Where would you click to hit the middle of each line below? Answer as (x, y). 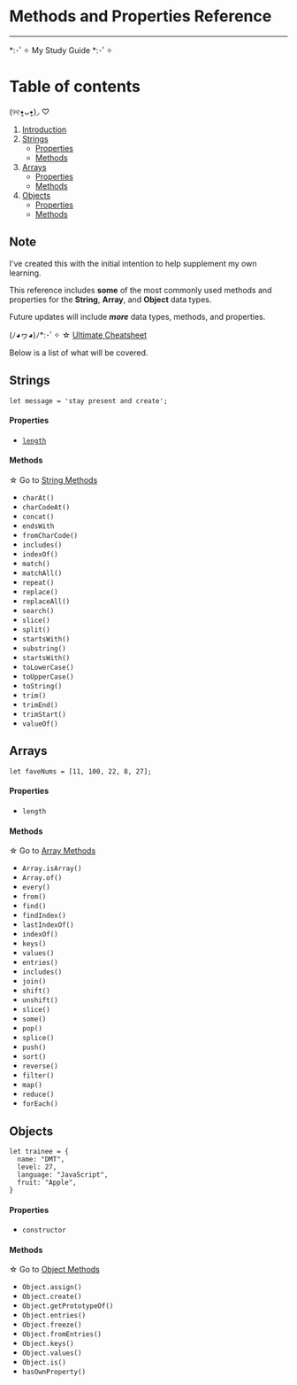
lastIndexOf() (48, 925)
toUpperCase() (48, 677)
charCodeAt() (46, 507)
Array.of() (42, 878)
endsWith (38, 526)
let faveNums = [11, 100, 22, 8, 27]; (80, 771)
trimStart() (44, 714)
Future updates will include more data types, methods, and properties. (137, 316)
